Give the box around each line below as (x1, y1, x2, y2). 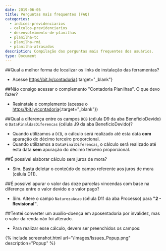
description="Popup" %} (5, 240, 56, 246)
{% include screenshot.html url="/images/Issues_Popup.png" (5, 235, 131, 241)
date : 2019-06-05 (5, 7, 41, 12)
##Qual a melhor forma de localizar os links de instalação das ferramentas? (5, 67, 160, 73)
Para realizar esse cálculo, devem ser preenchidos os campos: (12, 225, 141, 231)
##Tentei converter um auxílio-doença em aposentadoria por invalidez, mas (5, 210, 160, 216)
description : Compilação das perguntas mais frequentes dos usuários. (5, 49, 154, 54)
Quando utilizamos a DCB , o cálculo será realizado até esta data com (12, 131, 152, 137)
